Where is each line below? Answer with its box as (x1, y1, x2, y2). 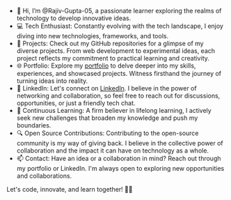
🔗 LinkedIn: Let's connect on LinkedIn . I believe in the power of (16, 84, 197, 92)
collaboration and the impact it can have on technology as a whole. (16, 146, 209, 155)
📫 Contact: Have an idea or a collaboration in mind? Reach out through (16, 154, 221, 162)
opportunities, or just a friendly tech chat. (16, 99, 136, 107)
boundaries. (16, 121, 51, 129)
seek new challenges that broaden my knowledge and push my (16, 114, 198, 122)
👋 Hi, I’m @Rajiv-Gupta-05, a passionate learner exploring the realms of (16, 7, 222, 15)
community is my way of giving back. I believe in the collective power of (16, 139, 223, 147)
